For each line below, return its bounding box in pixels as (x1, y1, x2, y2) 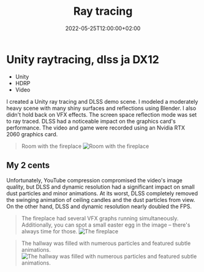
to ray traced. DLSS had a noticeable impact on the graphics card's (6, 117, 176, 125)
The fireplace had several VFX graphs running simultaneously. (21, 214, 179, 222)
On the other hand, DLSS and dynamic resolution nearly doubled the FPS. (6, 203, 192, 210)
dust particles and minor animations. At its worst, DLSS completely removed (6, 189, 198, 197)
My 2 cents (6, 160, 50, 171)
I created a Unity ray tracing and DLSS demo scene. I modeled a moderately (6, 98, 198, 105)
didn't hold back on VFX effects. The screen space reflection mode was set (6, 111, 197, 118)
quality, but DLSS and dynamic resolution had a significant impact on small (6, 183, 195, 190)
